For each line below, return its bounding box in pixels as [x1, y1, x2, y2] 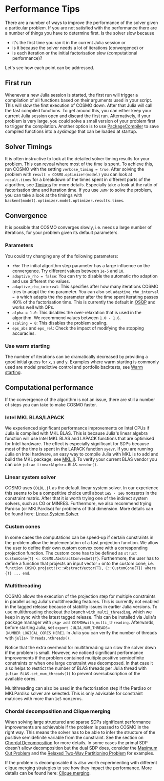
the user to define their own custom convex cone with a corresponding [5, 545, 148, 551]
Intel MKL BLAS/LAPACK [5, 414, 64, 421]
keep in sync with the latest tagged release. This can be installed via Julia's [5, 614, 157, 620]
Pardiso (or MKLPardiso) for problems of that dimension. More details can [5, 506, 154, 512]
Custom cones [5, 523, 41, 530]
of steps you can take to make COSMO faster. [5, 402, 97, 407]
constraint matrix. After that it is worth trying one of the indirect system [5, 495, 148, 501]
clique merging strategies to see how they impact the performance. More [5, 765, 152, 771]
